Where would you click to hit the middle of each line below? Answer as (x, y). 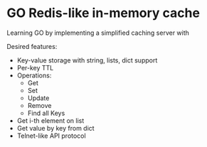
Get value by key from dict (55, 128)
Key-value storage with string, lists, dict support (87, 60)
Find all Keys (46, 113)
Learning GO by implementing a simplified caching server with (98, 33)
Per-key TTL (35, 67)
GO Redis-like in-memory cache (103, 13)
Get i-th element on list (51, 120)
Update (38, 98)
